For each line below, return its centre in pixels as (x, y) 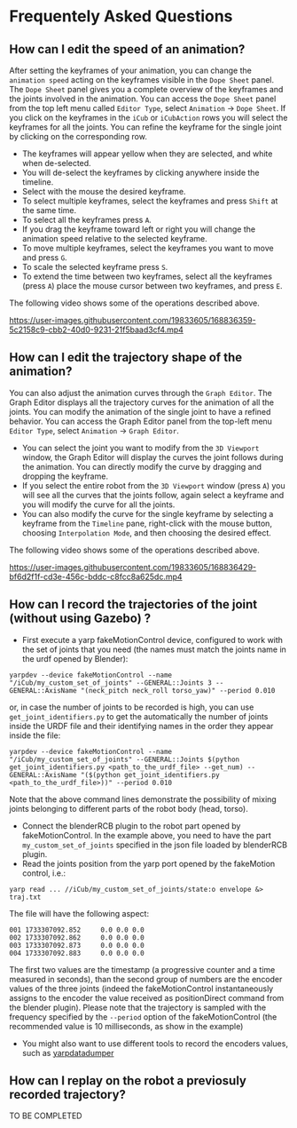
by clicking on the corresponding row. (78, 136)
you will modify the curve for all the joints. (98, 504)
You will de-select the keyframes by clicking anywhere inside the (141, 172)
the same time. (49, 210)
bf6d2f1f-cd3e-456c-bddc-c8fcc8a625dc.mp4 (96, 576)
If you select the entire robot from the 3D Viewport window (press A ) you (153, 485)
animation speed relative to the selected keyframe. (114, 238)
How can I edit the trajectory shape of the (126, 357)
